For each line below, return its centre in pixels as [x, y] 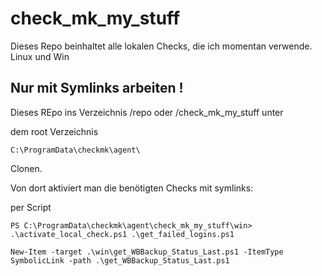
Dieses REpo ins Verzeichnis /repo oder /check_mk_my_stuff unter [147, 112]
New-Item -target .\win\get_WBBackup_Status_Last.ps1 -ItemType [147, 252]
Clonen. [26, 168]
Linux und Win [40, 56]
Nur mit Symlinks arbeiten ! [97, 88]
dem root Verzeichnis [54, 131]
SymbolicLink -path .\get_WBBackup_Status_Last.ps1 [120, 260]
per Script [31, 207]
